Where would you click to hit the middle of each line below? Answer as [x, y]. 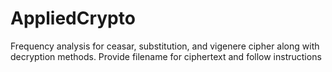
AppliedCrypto [73, 18]
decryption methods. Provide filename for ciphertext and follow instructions [166, 56]
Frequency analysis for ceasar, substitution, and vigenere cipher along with [165, 46]
